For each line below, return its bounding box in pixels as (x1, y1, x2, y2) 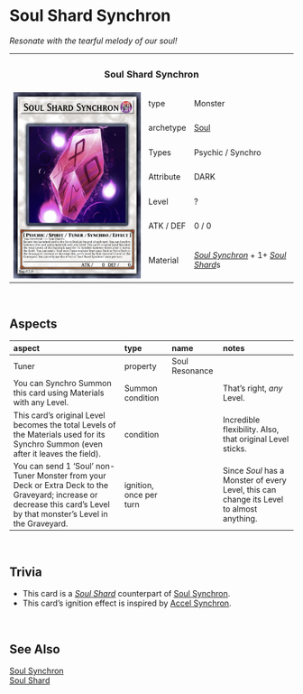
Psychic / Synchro (193, 146, 262, 158)
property (124, 360, 157, 371)
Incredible (222, 414, 261, 425)
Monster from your (36, 470, 106, 481)
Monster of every (222, 475, 287, 486)
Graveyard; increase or (13, 489, 98, 500)
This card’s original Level (13, 410, 106, 421)
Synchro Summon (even (13, 439, 104, 449)
